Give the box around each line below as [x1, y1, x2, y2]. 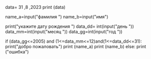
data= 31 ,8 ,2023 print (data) [5, 4, 66, 10]
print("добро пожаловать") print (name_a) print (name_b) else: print [5, 44, 146, 49]
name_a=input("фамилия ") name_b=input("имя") [5, 14, 108, 19]
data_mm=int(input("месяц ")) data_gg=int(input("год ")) [5, 29, 122, 34]
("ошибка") [5, 49, 29, 55]
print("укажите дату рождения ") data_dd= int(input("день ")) [5, 23, 134, 29]
